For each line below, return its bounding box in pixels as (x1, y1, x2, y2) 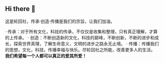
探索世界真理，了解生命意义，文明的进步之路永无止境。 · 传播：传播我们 (13, 41, 159, 47)
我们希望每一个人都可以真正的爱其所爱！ (5, 53, 87, 59)
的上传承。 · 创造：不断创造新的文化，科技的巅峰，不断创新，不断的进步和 (5, 34, 155, 40)
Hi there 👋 (5, 5, 36, 13)
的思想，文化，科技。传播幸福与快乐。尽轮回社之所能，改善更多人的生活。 (5, 47, 155, 52)
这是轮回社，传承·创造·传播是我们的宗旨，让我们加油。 (5, 18, 115, 24)
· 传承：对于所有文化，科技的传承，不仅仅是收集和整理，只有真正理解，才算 (5, 29, 158, 34)
